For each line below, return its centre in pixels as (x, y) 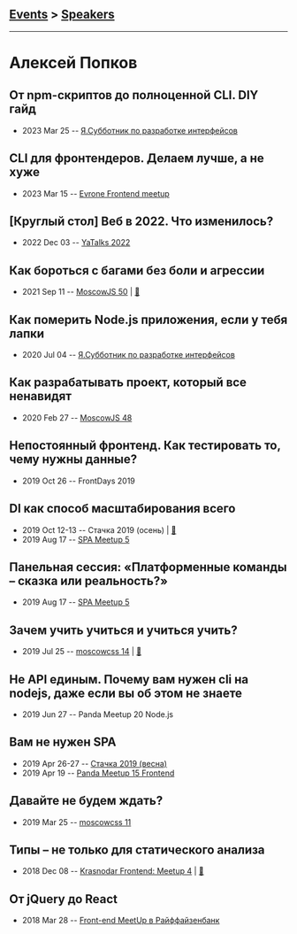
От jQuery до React (63, 899)
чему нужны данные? (73, 459)
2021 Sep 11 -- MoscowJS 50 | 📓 (81, 292)
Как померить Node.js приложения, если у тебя (148, 319)
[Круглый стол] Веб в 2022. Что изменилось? (141, 222)
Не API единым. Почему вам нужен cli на (129, 679)
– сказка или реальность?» (88, 580)
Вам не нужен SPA (63, 742)
